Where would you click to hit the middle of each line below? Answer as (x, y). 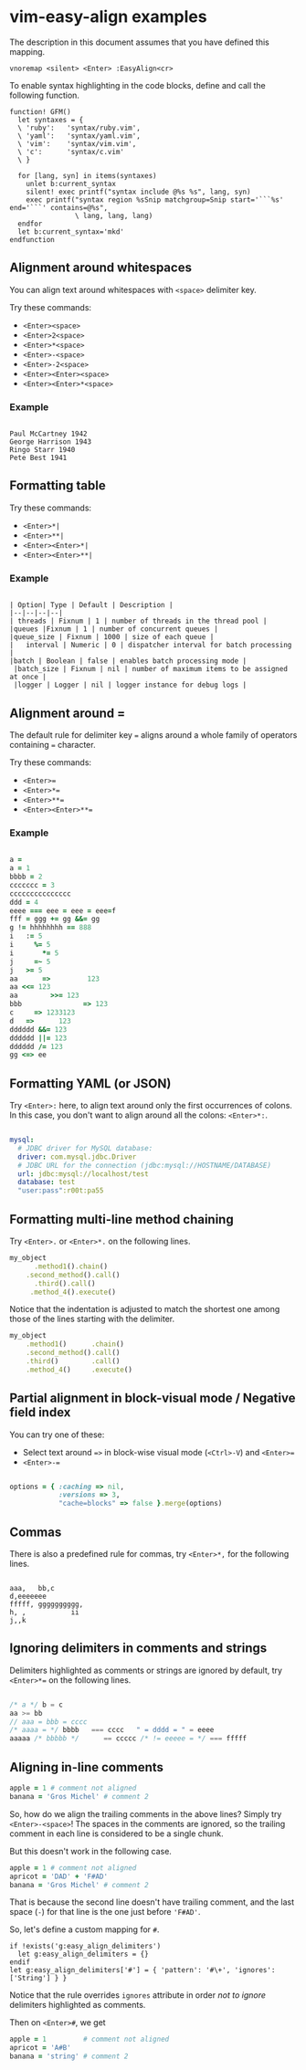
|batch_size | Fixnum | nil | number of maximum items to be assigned (150, 669)
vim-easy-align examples (108, 17)
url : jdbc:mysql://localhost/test (83, 1174)
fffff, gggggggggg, (47, 1604)
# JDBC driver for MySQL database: (85, 1148)
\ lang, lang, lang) (114, 215)
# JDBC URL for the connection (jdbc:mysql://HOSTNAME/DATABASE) (145, 1165)
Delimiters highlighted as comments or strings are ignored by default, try (146, 1670)
